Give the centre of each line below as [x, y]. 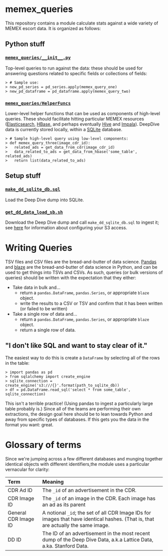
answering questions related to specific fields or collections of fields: [76, 73]
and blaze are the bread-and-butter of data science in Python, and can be [81, 267]
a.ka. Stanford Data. [65, 545]
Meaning [53, 481]
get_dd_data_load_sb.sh [34, 212]
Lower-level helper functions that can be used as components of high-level [83, 113]
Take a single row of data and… [45, 314]
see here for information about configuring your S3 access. [66, 227]
